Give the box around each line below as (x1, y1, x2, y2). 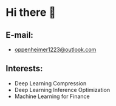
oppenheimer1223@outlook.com (14, 46, 97, 53)
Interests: (5, 63, 43, 74)
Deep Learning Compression (14, 79, 87, 87)
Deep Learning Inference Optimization (14, 86, 111, 93)
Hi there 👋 (5, 5, 56, 19)
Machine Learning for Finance (14, 93, 90, 100)
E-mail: (5, 30, 34, 40)
